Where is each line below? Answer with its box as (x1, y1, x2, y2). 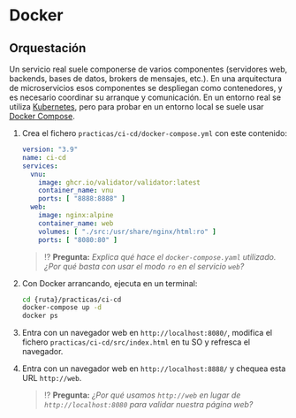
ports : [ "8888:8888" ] (38, 194, 126, 203)
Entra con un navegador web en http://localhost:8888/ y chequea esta (21, 363, 286, 374)
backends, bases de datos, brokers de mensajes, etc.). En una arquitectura (9, 73, 283, 84)
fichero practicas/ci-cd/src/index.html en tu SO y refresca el (21, 337, 250, 347)
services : (21, 161, 59, 171)
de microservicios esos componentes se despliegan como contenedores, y (9, 83, 283, 93)
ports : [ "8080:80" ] (38, 235, 118, 244)
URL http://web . (21, 373, 82, 384)
